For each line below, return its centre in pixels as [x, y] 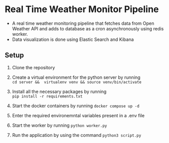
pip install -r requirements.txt [47, 96]
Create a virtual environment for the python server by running [76, 77]
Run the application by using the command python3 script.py [76, 135]
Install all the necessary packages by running [59, 91]
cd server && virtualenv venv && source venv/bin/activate [77, 82]
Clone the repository [33, 67]
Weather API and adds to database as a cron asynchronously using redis [88, 28]
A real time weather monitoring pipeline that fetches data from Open [83, 23]
